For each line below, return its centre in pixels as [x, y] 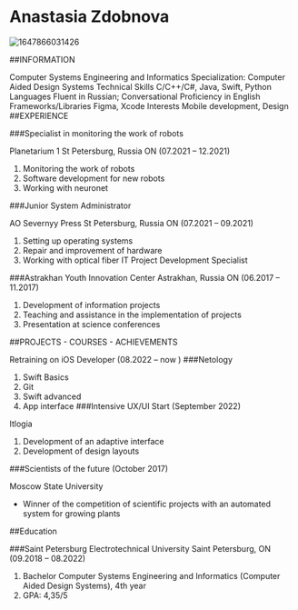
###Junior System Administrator [70, 205]
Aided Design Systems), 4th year [84, 585]
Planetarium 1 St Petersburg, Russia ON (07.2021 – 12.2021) [120, 151]
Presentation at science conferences [91, 324]
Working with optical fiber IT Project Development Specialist [135, 260]
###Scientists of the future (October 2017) [89, 468]
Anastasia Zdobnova [89, 17]
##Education [33, 531]
